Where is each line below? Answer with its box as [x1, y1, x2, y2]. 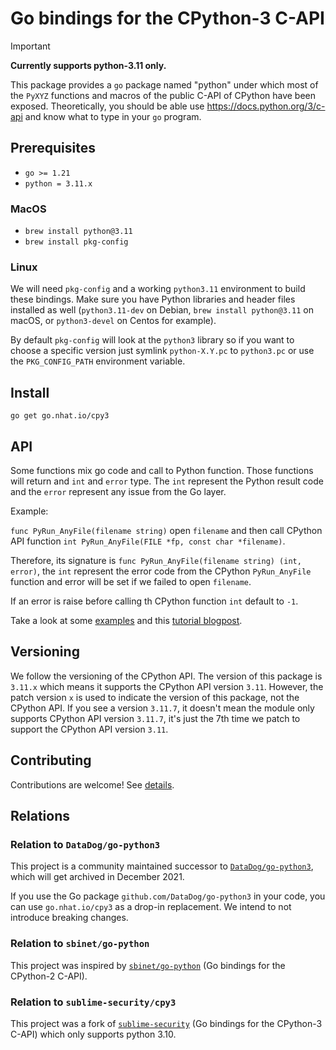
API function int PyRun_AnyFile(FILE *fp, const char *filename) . [10, 535, 286, 547]
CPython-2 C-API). [10, 970, 88, 982]
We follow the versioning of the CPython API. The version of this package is [10, 670, 323, 682]
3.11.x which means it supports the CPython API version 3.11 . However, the [10, 680, 324, 692]
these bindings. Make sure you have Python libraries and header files [10, 293, 296, 306]
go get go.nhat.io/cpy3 [10, 411, 110, 421]
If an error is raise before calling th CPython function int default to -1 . [10, 595, 299, 607]
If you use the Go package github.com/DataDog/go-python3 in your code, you [10, 890, 326, 902]
